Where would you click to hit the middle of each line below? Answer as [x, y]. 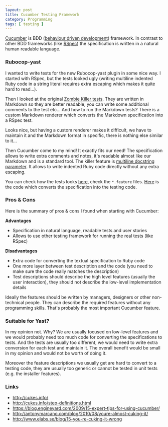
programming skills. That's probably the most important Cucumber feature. [83, 308]
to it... [11, 140]
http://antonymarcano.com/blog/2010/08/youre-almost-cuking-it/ [80, 414]
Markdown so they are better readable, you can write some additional [77, 104]
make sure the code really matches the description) [66, 271]
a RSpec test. [19, 120]
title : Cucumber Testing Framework [42, 15]
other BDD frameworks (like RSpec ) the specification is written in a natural [82, 44]
